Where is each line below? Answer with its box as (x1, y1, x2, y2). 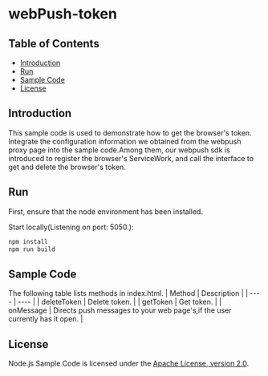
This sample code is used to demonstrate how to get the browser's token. (8, 127, 252, 137)
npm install (8, 237, 48, 245)
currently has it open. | (8, 314, 83, 324)
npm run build (8, 245, 56, 253)
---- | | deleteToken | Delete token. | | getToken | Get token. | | (17, 297, 222, 307)
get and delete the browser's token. (8, 162, 126, 172)
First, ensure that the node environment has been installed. (8, 206, 203, 216)
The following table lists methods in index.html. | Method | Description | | (8, 289, 249, 298)
